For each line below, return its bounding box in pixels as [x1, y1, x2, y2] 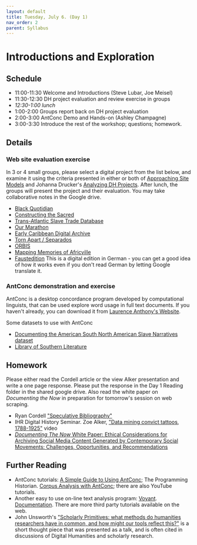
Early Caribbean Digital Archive [14, 230, 91, 237]
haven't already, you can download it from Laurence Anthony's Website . [6, 308, 181, 315]
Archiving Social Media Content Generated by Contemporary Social [14, 437, 178, 444]
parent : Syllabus [6, 25, 49, 31]
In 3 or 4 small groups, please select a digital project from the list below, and [6, 168, 191, 175]
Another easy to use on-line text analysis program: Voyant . [14, 494, 158, 501]
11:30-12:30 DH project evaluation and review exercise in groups [14, 95, 171, 103]
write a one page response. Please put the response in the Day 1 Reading [6, 382, 183, 389]
